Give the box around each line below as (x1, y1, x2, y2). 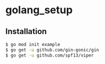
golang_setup (5, 3, 73, 17)
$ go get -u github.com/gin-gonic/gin (5, 47, 99, 52)
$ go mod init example (5, 42, 60, 47)
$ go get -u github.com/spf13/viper (5, 52, 94, 58)
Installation (5, 27, 47, 36)
